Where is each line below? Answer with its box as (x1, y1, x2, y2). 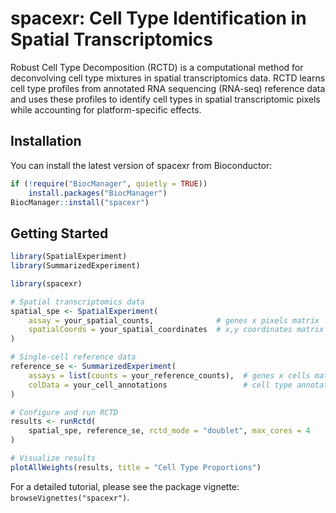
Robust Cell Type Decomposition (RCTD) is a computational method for (10, 61, 304, 73)
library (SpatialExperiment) (10, 252, 128, 262)
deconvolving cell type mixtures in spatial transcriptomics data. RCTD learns (10, 72, 326, 84)
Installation (10, 133, 82, 150)
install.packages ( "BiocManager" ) (28, 188, 168, 198)
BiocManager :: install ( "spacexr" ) (10, 197, 150, 207)
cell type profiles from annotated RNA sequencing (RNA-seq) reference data (10, 82, 326, 94)
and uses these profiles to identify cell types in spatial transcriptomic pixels (10, 93, 321, 105)
